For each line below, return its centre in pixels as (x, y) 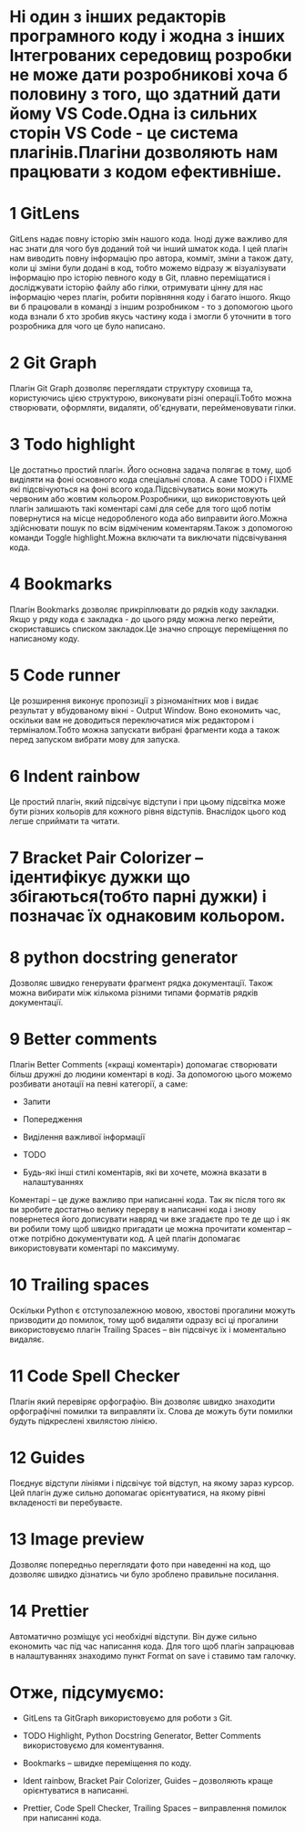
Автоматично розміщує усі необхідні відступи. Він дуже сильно (133, 1636)
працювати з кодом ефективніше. (146, 172)
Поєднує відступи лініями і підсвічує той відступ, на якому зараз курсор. (152, 1483)
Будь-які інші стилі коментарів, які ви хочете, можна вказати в (144, 1172)
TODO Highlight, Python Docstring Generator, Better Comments (142, 1735)
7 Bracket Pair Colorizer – (106, 858)
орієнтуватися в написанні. (76, 1790)
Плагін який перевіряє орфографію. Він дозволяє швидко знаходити (142, 1401)
